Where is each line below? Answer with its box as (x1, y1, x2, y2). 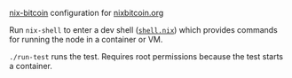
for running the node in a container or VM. (9, 35, 163, 44)
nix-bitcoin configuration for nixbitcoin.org (9, 8, 164, 18)
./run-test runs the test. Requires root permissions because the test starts (9, 51, 284, 61)
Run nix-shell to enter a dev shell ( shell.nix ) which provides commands (9, 25, 278, 35)
